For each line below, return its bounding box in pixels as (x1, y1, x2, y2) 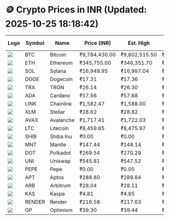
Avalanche (50, 116, 75, 123)
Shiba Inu (50, 133, 72, 140)
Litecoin (50, 124, 69, 131)
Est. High (127, 39, 150, 46)
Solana (50, 67, 66, 75)
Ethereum (50, 59, 73, 66)
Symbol (26, 39, 44, 46)
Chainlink (50, 100, 72, 107)
